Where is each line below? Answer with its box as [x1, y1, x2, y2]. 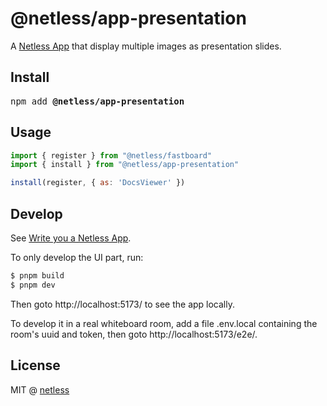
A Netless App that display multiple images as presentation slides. [10, 40, 282, 52]
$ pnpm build [10, 271, 65, 281]
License [10, 357, 61, 374]
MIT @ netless [10, 383, 70, 396]
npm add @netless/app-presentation [10, 95, 185, 107]
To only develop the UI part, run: [10, 252, 144, 263]
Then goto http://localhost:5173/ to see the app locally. [10, 298, 235, 310]
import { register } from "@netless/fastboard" [10, 150, 213, 161]
